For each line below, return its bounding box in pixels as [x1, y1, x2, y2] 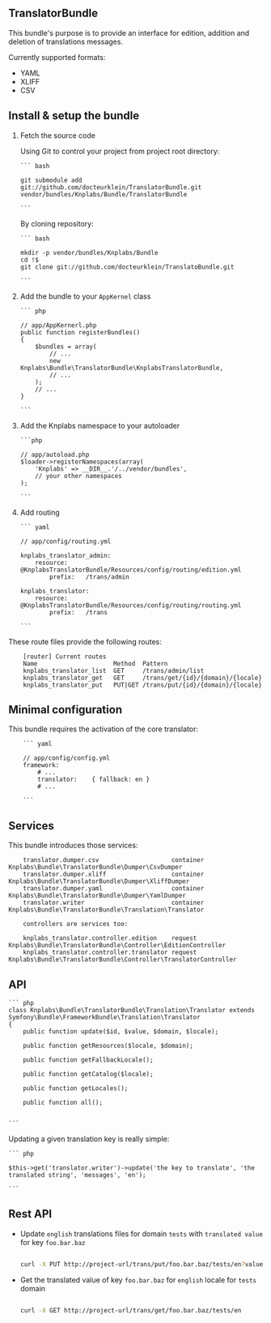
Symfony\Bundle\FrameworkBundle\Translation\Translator [8, 1014, 201, 1022]
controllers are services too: [23, 920, 129, 929]
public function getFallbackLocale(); [23, 1056, 154, 1064]
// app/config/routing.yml [19, 537, 112, 545]
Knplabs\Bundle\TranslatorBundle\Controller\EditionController [8, 942, 227, 950]
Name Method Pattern [23, 659, 168, 668]
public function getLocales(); [23, 1084, 129, 1092]
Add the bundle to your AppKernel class [19, 291, 151, 301]
